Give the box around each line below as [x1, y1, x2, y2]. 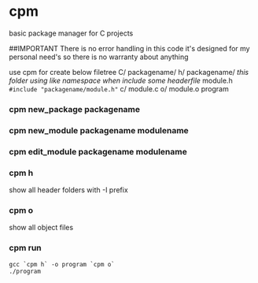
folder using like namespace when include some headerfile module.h [9, 76, 233, 85]
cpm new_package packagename [9, 103, 141, 114]
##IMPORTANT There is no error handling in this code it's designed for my [9, 43, 250, 53]
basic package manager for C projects [9, 28, 134, 38]
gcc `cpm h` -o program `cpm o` [9, 260, 115, 268]
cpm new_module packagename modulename [9, 125, 190, 136]
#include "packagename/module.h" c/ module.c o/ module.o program [9, 84, 229, 93]
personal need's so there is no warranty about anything [9, 52, 189, 61]
